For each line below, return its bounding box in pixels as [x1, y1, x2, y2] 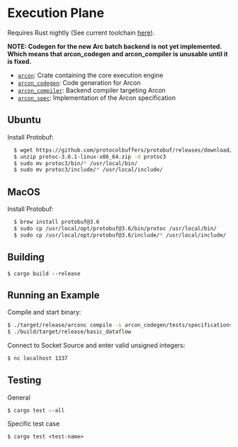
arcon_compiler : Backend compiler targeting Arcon [17, 86, 166, 94]
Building [7, 251, 45, 264]
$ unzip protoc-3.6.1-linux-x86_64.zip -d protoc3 [13, 153, 166, 160]
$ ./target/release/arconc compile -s [7, 322, 122, 329]
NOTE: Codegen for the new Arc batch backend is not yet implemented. [7, 42, 222, 50]
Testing [7, 374, 42, 387]
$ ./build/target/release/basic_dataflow [7, 328, 132, 336]
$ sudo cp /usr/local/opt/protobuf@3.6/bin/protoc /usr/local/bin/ [13, 225, 217, 232]
